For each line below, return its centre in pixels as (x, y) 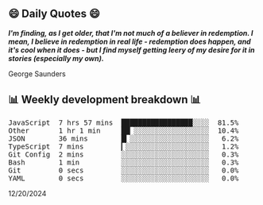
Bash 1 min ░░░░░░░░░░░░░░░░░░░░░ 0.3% (124, 162)
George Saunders (37, 73)
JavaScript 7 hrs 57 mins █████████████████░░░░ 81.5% (124, 122)
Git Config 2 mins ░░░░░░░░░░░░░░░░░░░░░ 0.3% (124, 154)
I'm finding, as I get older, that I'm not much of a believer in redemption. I (131, 33)
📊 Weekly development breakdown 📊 (104, 100)
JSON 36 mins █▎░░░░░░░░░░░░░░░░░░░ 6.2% (124, 138)
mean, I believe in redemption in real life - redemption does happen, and (130, 41)
